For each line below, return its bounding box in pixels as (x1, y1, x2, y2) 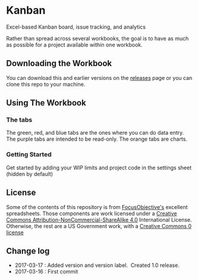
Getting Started (6, 150, 52, 158)
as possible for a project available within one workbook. (6, 41, 143, 48)
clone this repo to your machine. (6, 80, 86, 88)
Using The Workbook (6, 98, 86, 108)
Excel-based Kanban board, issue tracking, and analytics (6, 23, 146, 30)
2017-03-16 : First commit (14, 268, 78, 275)
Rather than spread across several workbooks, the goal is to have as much (6, 35, 189, 42)
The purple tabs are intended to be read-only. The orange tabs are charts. (6, 135, 187, 143)
